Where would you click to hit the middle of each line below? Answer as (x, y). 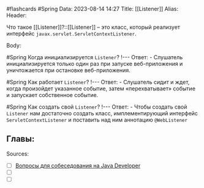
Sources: (18, 154)
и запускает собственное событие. (52, 95)
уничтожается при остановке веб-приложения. (68, 70)
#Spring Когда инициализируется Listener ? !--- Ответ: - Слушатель (95, 57)
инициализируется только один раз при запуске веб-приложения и (95, 64)
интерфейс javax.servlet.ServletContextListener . (71, 34)
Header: (17, 15)
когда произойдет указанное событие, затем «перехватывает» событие (101, 89)
